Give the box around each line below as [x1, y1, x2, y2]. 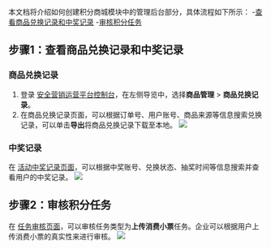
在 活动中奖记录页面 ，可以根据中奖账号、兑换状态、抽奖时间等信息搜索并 [8, 161, 252, 172]
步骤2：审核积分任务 [8, 198, 112, 213]
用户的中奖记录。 [15, 172, 73, 182]
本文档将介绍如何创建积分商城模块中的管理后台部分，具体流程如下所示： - [8, 7, 256, 16]
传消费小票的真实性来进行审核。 [8, 231, 115, 241]
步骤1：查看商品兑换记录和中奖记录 [8, 43, 184, 57]
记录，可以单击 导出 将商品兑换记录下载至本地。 [19, 120, 177, 130]
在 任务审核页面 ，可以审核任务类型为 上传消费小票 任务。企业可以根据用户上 [8, 221, 260, 231]
